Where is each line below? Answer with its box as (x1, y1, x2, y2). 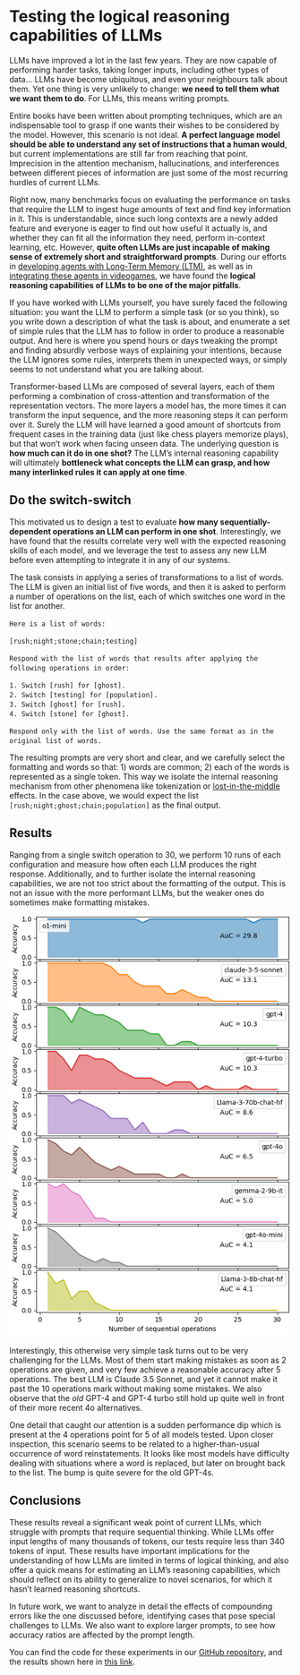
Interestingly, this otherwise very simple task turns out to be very (9, 1346, 249, 1356)
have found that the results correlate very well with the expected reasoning (9, 535, 287, 546)
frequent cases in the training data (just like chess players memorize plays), (9, 428, 289, 440)
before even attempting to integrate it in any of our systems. (9, 554, 231, 565)
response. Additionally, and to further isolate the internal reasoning (9, 868, 256, 879)
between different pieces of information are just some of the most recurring (9, 167, 288, 178)
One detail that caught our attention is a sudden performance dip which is (9, 1420, 282, 1431)
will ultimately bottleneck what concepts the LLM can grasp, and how (9, 457, 270, 467)
